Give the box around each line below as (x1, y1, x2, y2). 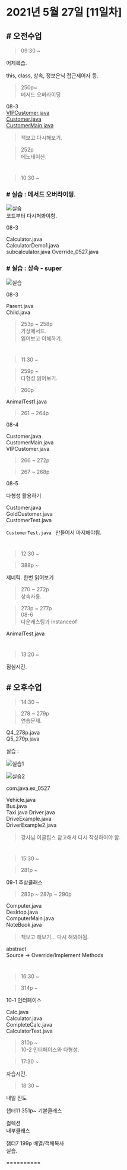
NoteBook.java (6, 921, 42, 929)
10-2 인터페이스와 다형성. (20, 1046, 80, 1053)
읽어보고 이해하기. (20, 334, 62, 342)
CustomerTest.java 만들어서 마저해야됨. (6, 529, 102, 536)
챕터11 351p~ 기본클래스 (6, 1107, 62, 1114)
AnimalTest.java (6, 630, 45, 637)
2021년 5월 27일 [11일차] (6, 5, 122, 19)
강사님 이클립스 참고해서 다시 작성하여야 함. (20, 834, 121, 841)
